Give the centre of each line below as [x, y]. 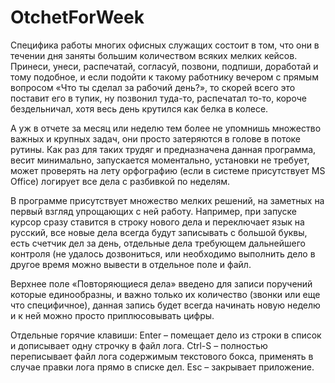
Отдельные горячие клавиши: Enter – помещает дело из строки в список [166, 335]
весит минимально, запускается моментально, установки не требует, [160, 160]
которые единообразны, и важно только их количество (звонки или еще [165, 294]
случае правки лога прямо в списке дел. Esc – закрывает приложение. [162, 367]
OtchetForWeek [77, 17]
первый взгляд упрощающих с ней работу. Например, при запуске [153, 211]
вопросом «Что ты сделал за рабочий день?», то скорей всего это [153, 87]
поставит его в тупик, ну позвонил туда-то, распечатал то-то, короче [158, 98]
